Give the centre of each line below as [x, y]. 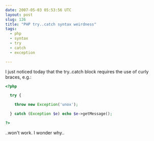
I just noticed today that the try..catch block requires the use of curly [77, 71]
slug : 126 [16, 19]
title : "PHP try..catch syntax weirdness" [51, 24]
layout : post [19, 15]
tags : [11, 29]
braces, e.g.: [19, 77]
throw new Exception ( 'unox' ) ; [47, 105]
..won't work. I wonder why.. [35, 132]
